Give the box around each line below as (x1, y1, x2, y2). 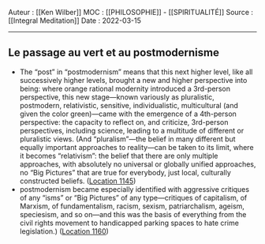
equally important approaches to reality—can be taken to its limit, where (19, 142, 254, 152)
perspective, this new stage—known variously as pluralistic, (19, 92, 215, 102)
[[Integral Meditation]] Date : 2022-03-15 (8, 16, 142, 25)
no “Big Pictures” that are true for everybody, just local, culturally (19, 167, 231, 177)
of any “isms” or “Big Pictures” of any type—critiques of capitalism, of (19, 193, 248, 202)
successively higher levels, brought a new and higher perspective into (19, 75, 248, 84)
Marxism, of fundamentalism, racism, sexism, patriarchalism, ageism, (19, 201, 244, 211)
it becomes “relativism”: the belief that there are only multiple (19, 151, 218, 160)
